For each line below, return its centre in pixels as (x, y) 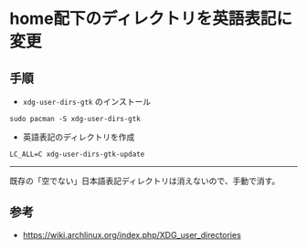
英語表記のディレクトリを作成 (79, 137)
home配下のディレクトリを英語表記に (151, 19)
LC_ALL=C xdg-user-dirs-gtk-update (77, 154)
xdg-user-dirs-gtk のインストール (87, 102)
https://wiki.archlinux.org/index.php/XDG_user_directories (132, 234)
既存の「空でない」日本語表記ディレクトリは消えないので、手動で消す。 (145, 181)
